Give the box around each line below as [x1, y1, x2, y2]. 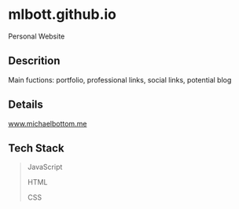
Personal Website [8, 31, 65, 41]
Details [8, 98, 43, 112]
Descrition [8, 54, 61, 68]
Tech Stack [8, 141, 64, 155]
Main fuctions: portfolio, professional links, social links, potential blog [8, 75, 232, 84]
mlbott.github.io [8, 5, 116, 24]
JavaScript [27, 163, 63, 172]
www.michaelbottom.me [8, 119, 87, 128]
